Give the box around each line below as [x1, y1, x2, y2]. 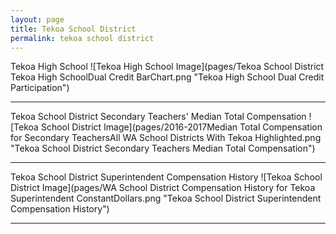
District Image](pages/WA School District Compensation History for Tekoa [10, 182, 316, 194]
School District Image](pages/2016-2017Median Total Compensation [40, 121, 323, 133]
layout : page [10, 14, 65, 25]
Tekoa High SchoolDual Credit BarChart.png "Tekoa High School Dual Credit [10, 71, 325, 83]
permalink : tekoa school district [10, 33, 155, 43]
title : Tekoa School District [10, 24, 137, 34]
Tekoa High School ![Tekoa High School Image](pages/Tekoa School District [10, 61, 325, 73]
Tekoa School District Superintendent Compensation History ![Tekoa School [10, 171, 323, 183]
